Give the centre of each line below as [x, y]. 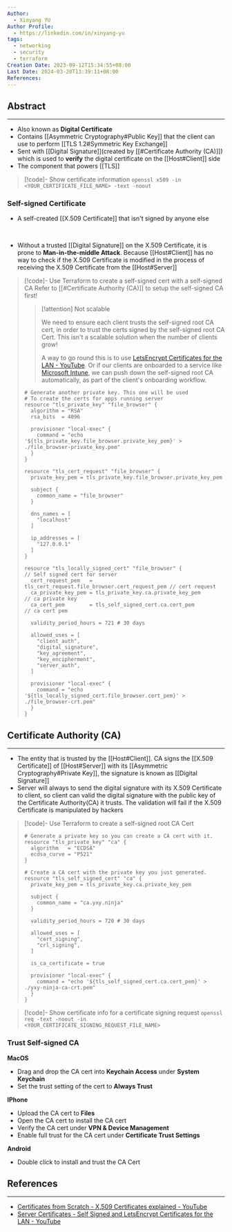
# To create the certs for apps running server [94, 399]
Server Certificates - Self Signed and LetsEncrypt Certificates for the [115, 1214]
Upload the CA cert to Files [56, 1113]
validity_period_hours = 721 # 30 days [88, 623]
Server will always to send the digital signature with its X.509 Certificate [119, 788]
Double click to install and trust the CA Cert [78, 1162]
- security [29, 53]
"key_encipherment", [66, 660]
